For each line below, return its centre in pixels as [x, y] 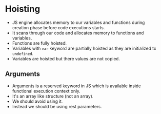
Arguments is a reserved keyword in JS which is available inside [76, 86]
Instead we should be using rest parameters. [57, 106]
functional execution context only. [46, 91]
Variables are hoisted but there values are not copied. [66, 58]
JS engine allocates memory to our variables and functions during [79, 22]
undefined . [23, 53]
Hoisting [23, 9]
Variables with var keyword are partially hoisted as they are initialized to [84, 48]
